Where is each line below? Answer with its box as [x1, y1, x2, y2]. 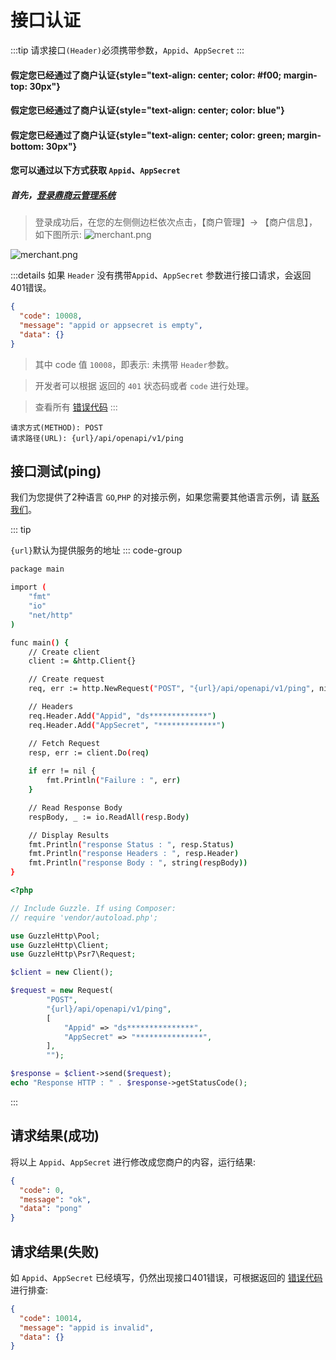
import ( [10, 582, 47, 593]
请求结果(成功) [10, 1127, 100, 1145]
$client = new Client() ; [10, 967, 114, 978]
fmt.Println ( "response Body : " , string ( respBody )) [28, 858, 248, 868]
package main [10, 564, 65, 575]
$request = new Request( [10, 986, 114, 996]
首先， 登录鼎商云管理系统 [10, 189, 116, 201]
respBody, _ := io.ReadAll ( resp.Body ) [28, 812, 190, 822]
